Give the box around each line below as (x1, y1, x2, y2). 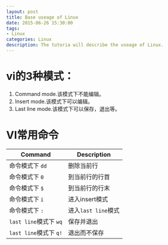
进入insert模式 (68, 195, 108, 203)
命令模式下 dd (9, 162, 47, 170)
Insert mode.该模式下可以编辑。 (14, 98, 94, 105)
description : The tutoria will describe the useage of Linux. (6, 42, 164, 48)
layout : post (6, 8, 39, 15)
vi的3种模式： (6, 70, 74, 83)
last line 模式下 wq (9, 217, 63, 225)
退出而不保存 (68, 228, 104, 237)
